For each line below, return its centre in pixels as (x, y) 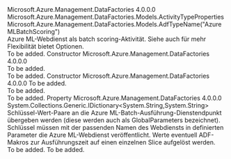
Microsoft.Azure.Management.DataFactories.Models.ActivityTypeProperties (116, 17)
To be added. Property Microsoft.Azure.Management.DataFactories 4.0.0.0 (114, 98)
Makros (18, 142)
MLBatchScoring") (34, 32)
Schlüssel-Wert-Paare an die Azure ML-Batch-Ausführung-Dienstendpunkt (114, 113)
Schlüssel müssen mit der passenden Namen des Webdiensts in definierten (115, 127)
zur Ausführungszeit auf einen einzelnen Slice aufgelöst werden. (123, 142)
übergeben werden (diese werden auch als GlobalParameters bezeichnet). (114, 120)
